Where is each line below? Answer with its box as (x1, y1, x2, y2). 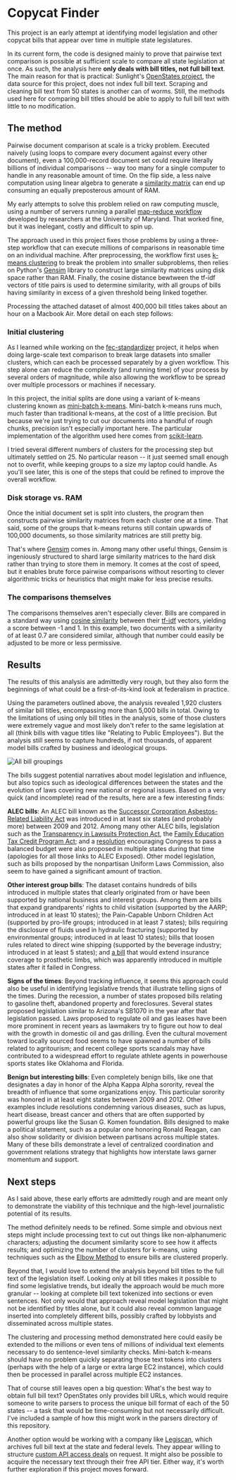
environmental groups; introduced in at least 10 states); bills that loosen (7, 933, 215, 942)
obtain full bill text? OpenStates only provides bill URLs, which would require (7, 1391, 229, 1400)
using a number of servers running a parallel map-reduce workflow (7, 207, 202, 216)
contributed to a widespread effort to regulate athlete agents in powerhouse (7, 1052, 228, 1060)
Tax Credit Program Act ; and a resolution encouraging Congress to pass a (7, 837, 222, 845)
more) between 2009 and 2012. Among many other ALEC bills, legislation (7, 822, 220, 831)
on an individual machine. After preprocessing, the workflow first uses (7, 250, 211, 259)
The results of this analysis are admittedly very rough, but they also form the (7, 678, 229, 686)
